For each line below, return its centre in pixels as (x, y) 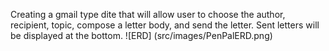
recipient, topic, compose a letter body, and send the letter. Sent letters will (165, 25)
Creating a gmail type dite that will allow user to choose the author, (148, 14)
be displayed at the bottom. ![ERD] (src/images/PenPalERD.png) (141, 35)
